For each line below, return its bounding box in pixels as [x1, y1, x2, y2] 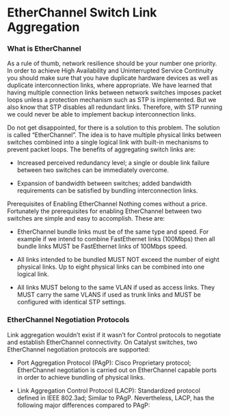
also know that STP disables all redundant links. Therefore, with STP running [7, 103, 223, 111]
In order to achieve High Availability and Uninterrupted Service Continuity [7, 66, 214, 75]
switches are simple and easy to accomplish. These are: [7, 215, 165, 223]
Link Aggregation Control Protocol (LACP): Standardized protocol [16, 386, 200, 395]
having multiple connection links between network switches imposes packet [7, 88, 222, 97]
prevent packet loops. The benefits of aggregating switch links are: [7, 145, 196, 154]
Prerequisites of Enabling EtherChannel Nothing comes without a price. [7, 200, 208, 208]
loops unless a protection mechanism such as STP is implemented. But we [7, 96, 217, 104]
